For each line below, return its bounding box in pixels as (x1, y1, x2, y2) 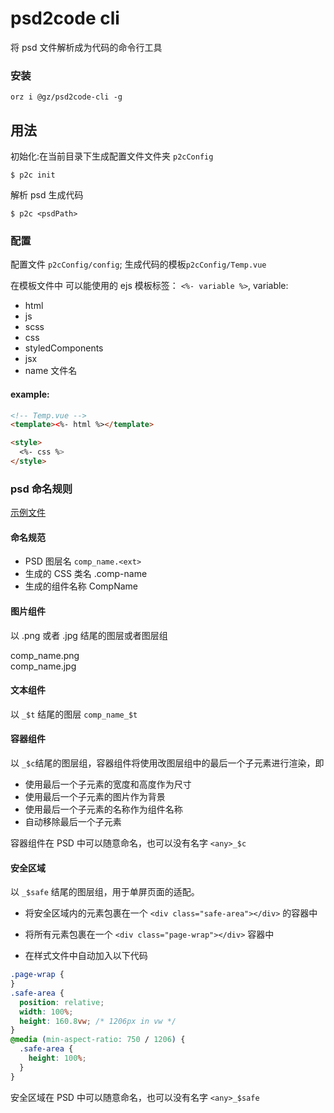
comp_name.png (10, 649, 80, 661)
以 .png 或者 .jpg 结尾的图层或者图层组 (10, 629, 168, 641)
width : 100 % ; (19, 1007, 74, 1017)
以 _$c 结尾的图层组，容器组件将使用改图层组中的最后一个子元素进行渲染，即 (10, 757, 325, 769)
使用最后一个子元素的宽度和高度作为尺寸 (24, 778, 192, 791)
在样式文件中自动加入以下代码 (24, 950, 148, 962)
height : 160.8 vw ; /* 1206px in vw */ (19, 1016, 177, 1026)
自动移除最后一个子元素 (24, 816, 122, 828)
